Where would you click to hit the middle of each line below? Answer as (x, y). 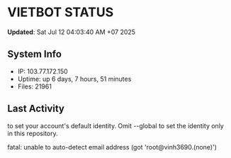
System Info (35, 54)
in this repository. (33, 133)
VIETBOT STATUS (61, 12)
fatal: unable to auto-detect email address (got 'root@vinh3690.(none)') (112, 147)
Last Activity (36, 109)
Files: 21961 (34, 86)
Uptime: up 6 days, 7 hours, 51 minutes (74, 79)
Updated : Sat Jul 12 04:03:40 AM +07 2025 (72, 32)
